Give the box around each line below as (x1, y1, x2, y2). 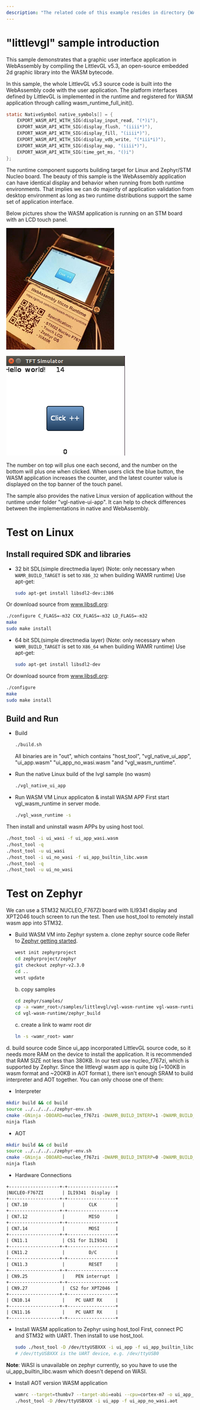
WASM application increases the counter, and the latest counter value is (6, 474, 183, 481)
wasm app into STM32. (6, 919, 64, 926)
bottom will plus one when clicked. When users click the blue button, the (6, 467, 185, 475)
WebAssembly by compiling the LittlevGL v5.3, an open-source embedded (6, 62, 189, 69)
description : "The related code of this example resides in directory (6, 10, 185, 16)
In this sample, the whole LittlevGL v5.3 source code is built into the (6, 80, 172, 87)
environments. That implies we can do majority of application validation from (6, 185, 194, 192)
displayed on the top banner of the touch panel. (6, 481, 123, 488)
